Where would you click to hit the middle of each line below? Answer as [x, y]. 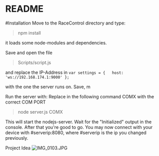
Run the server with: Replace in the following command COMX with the [80, 96]
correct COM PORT [25, 102]
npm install [29, 33]
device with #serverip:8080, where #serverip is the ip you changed [76, 133]
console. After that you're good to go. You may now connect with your [79, 127]
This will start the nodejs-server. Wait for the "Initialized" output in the [78, 122]
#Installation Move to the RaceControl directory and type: [65, 23]
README [24, 9]
